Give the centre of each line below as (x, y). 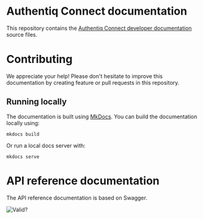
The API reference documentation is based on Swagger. (77, 198)
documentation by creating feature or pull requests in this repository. (93, 82)
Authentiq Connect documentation (97, 11)
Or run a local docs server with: (46, 145)
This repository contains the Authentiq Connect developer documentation (99, 28)
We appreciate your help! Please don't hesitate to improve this (85, 76)
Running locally (37, 102)
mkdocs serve (23, 157)
